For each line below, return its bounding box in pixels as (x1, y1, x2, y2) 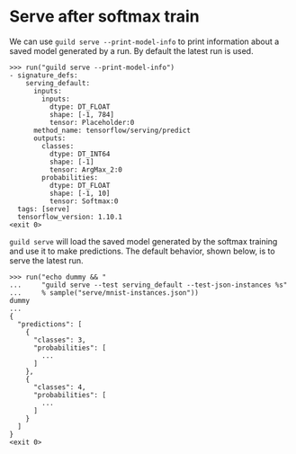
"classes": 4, (32, 382, 87, 392)
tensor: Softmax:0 (49, 196, 119, 206)
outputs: (32, 133, 67, 143)
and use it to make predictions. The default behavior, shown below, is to (9, 245, 276, 256)
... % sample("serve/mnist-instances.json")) (9, 288, 200, 298)
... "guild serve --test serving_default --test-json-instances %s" (9, 280, 288, 289)
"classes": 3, (32, 335, 87, 344)
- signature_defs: (9, 70, 78, 80)
